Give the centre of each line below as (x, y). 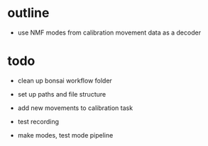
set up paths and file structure (62, 94)
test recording (38, 121)
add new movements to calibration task (75, 108)
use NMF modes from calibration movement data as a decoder (109, 32)
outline (28, 13)
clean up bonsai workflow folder (65, 80)
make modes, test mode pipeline (65, 135)
